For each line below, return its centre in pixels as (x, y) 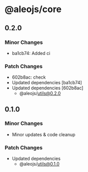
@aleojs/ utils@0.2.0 (40, 93)
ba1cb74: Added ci (31, 53)
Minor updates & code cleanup (43, 134)
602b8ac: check (29, 77)
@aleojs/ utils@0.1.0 (39, 164)
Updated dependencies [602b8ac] (47, 88)
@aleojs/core (33, 9)
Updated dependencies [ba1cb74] (47, 83)
